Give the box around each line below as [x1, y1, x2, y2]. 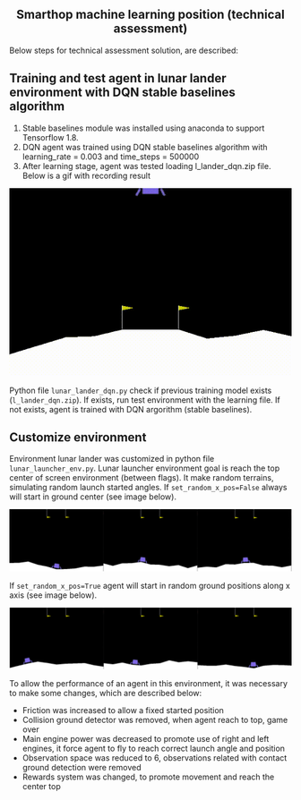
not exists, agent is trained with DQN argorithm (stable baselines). [9, 404, 253, 414]
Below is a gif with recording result [21, 170, 150, 181]
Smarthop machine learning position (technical [16, 7, 285, 22]
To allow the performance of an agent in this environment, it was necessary [9, 678, 288, 689]
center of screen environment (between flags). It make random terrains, [9, 472, 274, 483]
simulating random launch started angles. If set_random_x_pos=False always [9, 482, 288, 493]
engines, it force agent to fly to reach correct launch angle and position [21, 743, 285, 754]
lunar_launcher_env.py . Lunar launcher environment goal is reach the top [9, 463, 280, 473]
